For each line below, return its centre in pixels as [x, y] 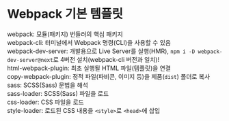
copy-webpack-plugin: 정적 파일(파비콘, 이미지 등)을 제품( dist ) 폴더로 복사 [109, 76]
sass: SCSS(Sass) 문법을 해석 [48, 85]
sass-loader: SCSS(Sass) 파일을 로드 [58, 93]
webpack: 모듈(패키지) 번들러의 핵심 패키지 [65, 34]
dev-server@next [30, 60]
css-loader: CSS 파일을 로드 [45, 102]
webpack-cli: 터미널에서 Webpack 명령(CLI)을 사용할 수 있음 [89, 42]
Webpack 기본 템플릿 [65, 14]
